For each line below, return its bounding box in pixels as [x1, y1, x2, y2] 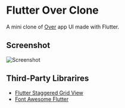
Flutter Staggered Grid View [14, 89, 83, 96]
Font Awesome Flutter [14, 96, 69, 103]
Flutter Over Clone [6, 4, 99, 17]
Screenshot [6, 40, 51, 50]
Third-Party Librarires [6, 74, 89, 84]
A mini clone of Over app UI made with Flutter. [6, 23, 120, 30]
